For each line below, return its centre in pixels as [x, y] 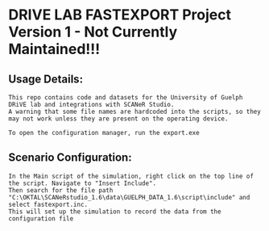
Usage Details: [46, 79]
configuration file [41, 218]
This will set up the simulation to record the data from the [115, 212]
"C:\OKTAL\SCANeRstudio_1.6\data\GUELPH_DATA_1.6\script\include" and [129, 197]
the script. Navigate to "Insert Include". [83, 183]
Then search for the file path [61, 190]
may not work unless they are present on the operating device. [118, 119]
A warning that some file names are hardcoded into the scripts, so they [135, 111]
